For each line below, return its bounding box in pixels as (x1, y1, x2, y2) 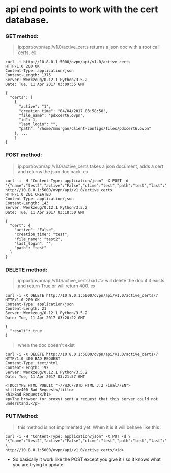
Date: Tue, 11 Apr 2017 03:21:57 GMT (5, 374, 85, 379)
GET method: (5, 33, 39, 40)
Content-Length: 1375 (5, 73, 51, 78)
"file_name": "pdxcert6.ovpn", (18, 113, 85, 118)
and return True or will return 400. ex (17, 283, 96, 289)
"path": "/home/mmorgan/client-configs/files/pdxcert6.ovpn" (18, 126, 152, 132)
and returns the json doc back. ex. (17, 168, 90, 174)
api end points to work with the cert (5, 4, 159, 15)
